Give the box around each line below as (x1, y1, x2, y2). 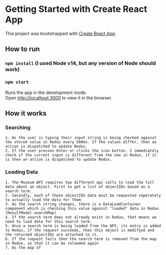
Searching (5, 124, 31, 131)
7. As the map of (5, 245, 41, 250)
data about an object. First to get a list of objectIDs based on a (5, 184, 150, 189)
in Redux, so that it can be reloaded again (5, 241, 99, 246)
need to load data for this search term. (5, 219, 92, 224)
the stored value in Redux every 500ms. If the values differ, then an (5, 140, 157, 145)
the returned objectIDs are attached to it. (5, 232, 99, 237)
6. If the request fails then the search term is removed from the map (5, 236, 157, 242)
